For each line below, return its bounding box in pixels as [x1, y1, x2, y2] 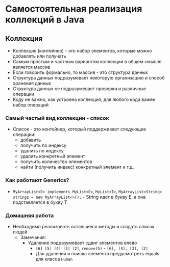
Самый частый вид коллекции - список [5, 114, 109, 121]
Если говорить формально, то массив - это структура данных [12, 69, 148, 75]
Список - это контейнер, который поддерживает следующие [12, 126, 147, 132]
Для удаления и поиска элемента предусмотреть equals [35, 250, 160, 256]
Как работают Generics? [5, 177, 69, 184]
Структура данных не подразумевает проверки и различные [12, 86, 147, 92]
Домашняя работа [5, 212, 54, 219]
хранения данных [12, 80, 52, 86]
